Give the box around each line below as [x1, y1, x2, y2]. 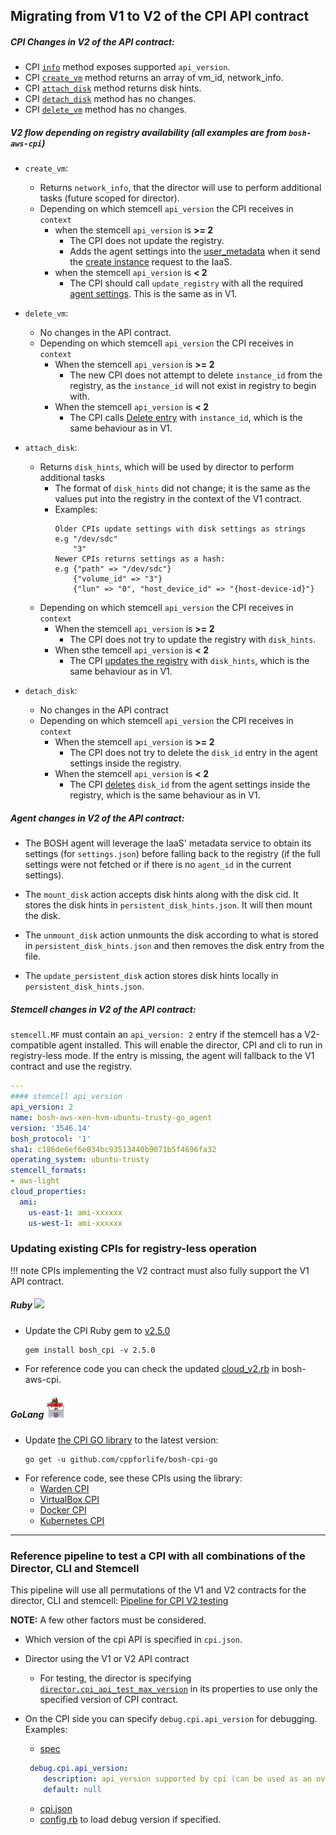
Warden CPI [39, 1482, 90, 1494]
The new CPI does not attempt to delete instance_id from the [69, 369, 323, 381]
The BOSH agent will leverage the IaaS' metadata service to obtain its [24, 837, 312, 849]
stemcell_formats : [10, 1165, 87, 1176]
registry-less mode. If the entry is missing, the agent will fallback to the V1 [10, 1050, 315, 1062]
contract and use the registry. [10, 1060, 133, 1073]
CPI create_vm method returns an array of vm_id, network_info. [24, 72, 284, 84]
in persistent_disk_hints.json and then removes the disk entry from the [24, 940, 325, 952]
